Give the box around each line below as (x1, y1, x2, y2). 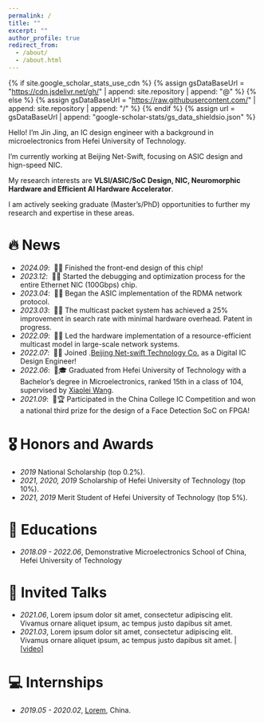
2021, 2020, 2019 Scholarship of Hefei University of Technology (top (19, 475, 246, 485)
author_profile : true (8, 34, 81, 42)
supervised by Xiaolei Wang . (19, 385, 114, 395)
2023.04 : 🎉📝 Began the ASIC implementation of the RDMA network (19, 288, 242, 298)
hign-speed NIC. (8, 160, 63, 169)
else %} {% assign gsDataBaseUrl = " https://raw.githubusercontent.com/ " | (8, 95, 256, 105)
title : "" (8, 19, 41, 27)
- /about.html (15, 57, 62, 65)
